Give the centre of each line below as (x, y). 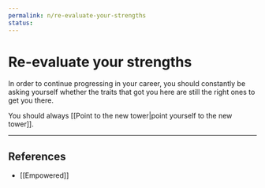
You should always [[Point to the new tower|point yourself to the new (120, 116)
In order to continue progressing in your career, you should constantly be (127, 84)
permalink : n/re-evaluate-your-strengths (77, 15)
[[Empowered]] (44, 175)
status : (21, 23)
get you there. (31, 100)
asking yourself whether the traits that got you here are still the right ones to (132, 92)
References (37, 156)
